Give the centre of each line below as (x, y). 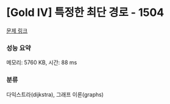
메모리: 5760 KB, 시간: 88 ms (42, 62)
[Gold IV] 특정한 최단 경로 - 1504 (85, 13)
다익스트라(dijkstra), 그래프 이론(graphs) (55, 94)
